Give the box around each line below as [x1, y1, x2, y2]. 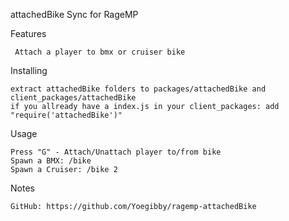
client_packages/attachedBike [10, 93, 137, 103]
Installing [10, 65, 48, 76]
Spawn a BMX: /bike [10, 156, 92, 166]
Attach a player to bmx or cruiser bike [14, 47, 186, 57]
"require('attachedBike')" [10, 110, 123, 120]
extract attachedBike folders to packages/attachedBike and [10, 84, 267, 94]
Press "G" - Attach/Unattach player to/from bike [10, 147, 222, 157]
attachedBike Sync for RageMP [10, 9, 139, 20]
